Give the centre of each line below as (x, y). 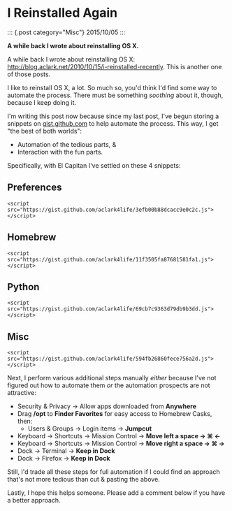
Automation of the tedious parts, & (67, 144)
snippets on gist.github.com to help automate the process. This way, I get (113, 123)
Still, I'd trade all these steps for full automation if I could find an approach (114, 472)
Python (23, 287)
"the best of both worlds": (45, 131)
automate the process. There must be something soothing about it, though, (115, 95)
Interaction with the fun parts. (60, 152)
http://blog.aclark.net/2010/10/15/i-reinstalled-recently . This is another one (115, 66)
